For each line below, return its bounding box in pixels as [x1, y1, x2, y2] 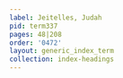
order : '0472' [9, 38, 63, 48]
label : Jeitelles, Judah [9, 13, 102, 22]
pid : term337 [9, 22, 58, 30]
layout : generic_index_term [9, 47, 115, 56]
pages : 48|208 [9, 30, 63, 39]
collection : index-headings [9, 55, 115, 64]
